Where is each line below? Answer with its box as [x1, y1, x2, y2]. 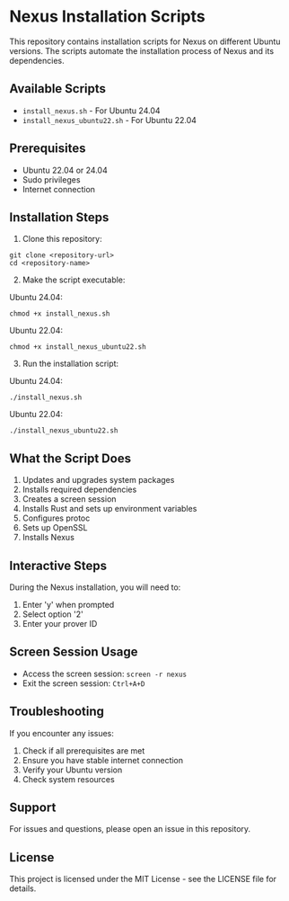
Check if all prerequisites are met [22, 745, 145, 756]
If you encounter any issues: [9, 727, 115, 738]
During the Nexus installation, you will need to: [9, 582, 181, 593]
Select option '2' [22, 609, 83, 620]
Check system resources [22, 773, 115, 784]
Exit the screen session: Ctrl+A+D [22, 677, 145, 689]
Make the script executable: [22, 274, 126, 285]
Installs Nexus [22, 532, 74, 543]
